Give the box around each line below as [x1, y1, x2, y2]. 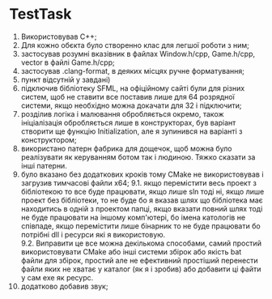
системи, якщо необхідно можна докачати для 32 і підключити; [20, 100, 242, 110]
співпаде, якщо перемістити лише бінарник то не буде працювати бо [20, 220, 261, 231]
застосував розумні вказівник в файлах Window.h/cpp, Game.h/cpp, [20, 49, 256, 58]
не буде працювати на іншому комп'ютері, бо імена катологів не [20, 212, 246, 222]
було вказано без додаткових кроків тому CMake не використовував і [20, 169, 264, 179]
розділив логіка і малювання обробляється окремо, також [20, 109, 225, 118]
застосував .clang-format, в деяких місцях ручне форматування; [20, 66, 245, 75]
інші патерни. [20, 160, 67, 170]
